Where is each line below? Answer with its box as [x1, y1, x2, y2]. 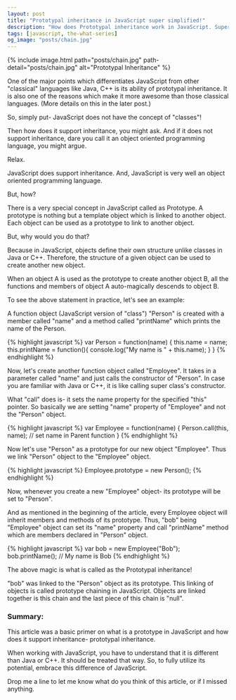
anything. [7, 685, 35, 694]
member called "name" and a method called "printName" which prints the [7, 317, 221, 325]
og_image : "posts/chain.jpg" [7, 37, 93, 44]
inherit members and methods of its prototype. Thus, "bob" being [7, 515, 197, 525]
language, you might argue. [7, 142, 87, 150]
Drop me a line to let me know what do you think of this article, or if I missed [7, 677, 228, 686]
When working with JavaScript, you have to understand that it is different [7, 649, 219, 657]
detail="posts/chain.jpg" [7, 63, 78, 72]
